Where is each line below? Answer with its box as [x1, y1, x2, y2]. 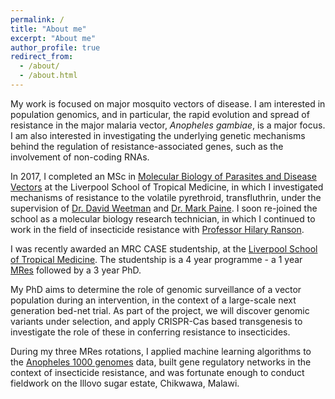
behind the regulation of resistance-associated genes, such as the [10, 140, 284, 152]
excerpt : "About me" [10, 33, 97, 43]
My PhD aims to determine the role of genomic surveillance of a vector [10, 283, 302, 295]
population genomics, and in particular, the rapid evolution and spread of [10, 108, 310, 120]
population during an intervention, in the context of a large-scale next [10, 294, 297, 306]
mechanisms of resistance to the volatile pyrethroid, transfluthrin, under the [10, 191, 322, 203]
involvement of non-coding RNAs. [10, 151, 150, 163]
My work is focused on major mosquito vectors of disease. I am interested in [10, 97, 326, 110]
